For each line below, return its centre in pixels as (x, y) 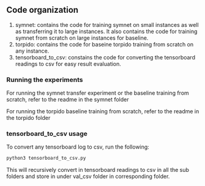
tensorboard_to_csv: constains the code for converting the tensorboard (105, 57)
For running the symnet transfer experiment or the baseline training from (98, 93)
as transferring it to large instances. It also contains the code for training (106, 31)
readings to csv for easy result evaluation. (68, 64)
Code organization (42, 10)
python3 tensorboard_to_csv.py (46, 158)
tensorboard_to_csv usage (47, 134)
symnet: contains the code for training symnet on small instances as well (107, 24)
